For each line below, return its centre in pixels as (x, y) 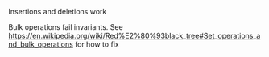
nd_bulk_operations (41, 44)
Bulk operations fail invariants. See (66, 27)
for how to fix (97, 44)
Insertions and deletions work (58, 12)
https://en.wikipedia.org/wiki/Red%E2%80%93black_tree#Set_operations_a (134, 36)
